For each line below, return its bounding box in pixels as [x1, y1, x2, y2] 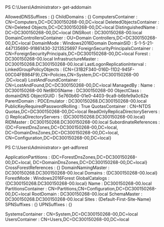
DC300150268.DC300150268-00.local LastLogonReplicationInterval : [5, 61, 147, 67]
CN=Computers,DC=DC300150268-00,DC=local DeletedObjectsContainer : [5, 19, 160, 25]
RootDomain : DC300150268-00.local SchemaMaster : [32, 191, 142, 197]
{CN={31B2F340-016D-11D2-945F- [62, 66, 135, 72]
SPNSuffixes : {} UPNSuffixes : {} [5, 202, 73, 207]
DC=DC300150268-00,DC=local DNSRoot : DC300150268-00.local [5, 30, 142, 35]
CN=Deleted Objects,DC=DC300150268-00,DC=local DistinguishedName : [5, 24, 158, 30]
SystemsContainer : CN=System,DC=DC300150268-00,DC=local [5, 211, 138, 217]
